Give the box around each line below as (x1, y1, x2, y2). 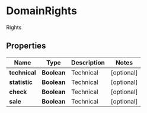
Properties (6, 41, 46, 51)
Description (71, 58, 106, 66)
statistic (9, 78, 33, 86)
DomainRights (6, 4, 78, 18)
